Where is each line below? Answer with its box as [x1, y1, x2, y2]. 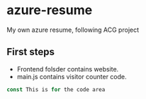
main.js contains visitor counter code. [16, 72, 127, 81]
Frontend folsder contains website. [16, 64, 119, 73]
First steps [6, 46, 55, 58]
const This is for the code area [6, 86, 106, 93]
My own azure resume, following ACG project [6, 25, 140, 34]
